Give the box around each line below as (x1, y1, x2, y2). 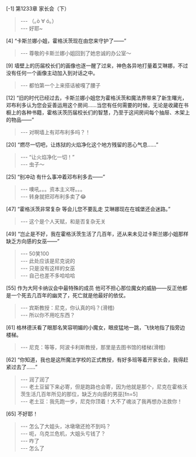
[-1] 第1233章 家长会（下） (6, 5, 70, 12)
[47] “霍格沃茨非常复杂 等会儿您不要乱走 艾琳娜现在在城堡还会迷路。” (6, 205, 171, 212)
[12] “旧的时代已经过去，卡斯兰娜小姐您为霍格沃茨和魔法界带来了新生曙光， (6, 94, 188, 101)
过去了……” (10, 363, 38, 370)
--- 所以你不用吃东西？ (20, 312, 76, 318)
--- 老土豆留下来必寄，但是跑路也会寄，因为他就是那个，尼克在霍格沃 (20, 383, 188, 390)
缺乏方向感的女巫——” (6, 238, 60, 245)
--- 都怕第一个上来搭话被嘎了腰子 (20, 82, 101, 89)
